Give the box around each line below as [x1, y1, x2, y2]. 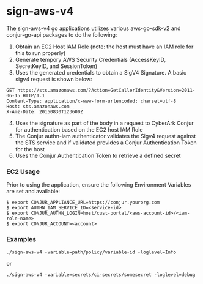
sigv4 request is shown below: [15, 75, 93, 83]
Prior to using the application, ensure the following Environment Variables [6, 181, 191, 189]
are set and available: [6, 188, 60, 195]
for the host [15, 145, 45, 152]
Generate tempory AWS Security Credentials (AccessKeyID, [15, 56, 166, 63]
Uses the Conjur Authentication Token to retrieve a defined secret [15, 152, 181, 159]
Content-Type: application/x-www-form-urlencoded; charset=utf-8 [6, 98, 176, 104]
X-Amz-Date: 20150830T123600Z [6, 108, 84, 114]
